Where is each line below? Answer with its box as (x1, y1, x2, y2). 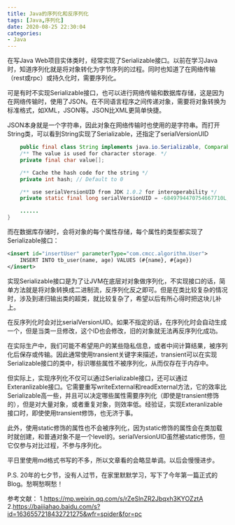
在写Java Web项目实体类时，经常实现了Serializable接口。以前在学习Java (7, 57, 218, 65)
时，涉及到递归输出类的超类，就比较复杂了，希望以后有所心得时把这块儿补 (7, 294, 222, 303)
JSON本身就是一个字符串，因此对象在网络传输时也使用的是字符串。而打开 (7, 121, 220, 129)
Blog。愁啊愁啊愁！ (7, 480, 64, 488)
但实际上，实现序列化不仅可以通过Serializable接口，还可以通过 (7, 373, 188, 382)
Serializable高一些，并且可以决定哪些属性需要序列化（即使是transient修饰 (7, 391, 220, 399)
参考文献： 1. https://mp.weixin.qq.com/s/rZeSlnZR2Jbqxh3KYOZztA (7, 494, 204, 503)
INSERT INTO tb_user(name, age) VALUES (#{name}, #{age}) (20, 257, 192, 264)
